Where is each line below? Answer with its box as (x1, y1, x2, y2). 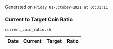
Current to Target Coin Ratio (5, 16, 73, 23)
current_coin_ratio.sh (5, 27, 51, 32)
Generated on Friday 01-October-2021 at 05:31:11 (5, 4, 108, 10)
